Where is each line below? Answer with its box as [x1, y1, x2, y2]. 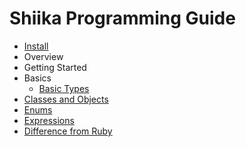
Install [23, 40, 49, 52]
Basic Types [38, 82, 90, 94]
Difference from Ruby [23, 125, 113, 137]
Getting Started [23, 61, 87, 73]
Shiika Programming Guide [9, 7, 236, 30]
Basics [23, 72, 52, 84]
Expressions [23, 114, 75, 126]
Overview [23, 50, 64, 62]
